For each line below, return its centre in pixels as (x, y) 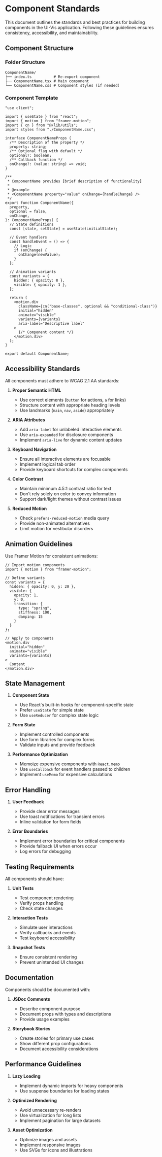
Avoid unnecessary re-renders (50, 1110)
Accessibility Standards (43, 369)
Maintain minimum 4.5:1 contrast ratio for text (65, 488)
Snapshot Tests (29, 947)
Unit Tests (23, 888)
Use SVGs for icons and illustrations (56, 1150)
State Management (35, 683)
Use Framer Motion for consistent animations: (51, 556)
